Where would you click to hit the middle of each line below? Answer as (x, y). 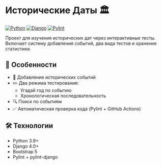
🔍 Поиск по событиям (37, 101)
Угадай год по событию (46, 90)
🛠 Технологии (29, 126)
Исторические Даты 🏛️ (57, 10)
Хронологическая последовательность (63, 96)
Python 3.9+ (26, 140)
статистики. (18, 49)
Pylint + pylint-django (35, 157)
